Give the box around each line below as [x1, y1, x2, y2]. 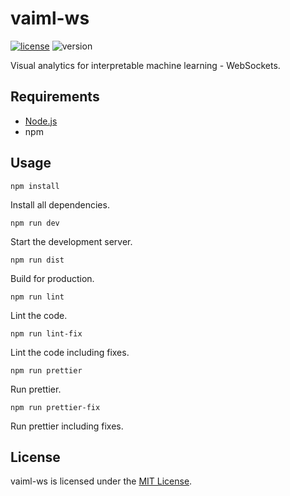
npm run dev [10, 218, 60, 228]
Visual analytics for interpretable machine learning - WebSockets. [10, 59, 281, 71]
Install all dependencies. [10, 198, 110, 211]
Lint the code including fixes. [10, 346, 130, 358]
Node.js [24, 115, 58, 127]
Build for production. [10, 272, 95, 284]
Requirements [10, 88, 100, 106]
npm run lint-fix [10, 328, 83, 339]
